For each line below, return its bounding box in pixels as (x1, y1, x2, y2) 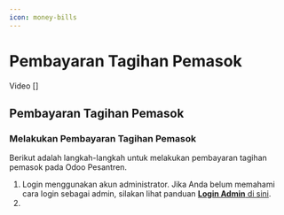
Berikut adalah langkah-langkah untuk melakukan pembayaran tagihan (9, 152, 268, 164)
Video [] (9, 81, 39, 91)
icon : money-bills (9, 12, 77, 22)
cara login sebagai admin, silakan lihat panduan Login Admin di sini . (21, 188, 272, 199)
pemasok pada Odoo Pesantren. (9, 162, 127, 173)
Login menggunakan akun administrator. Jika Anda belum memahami (21, 179, 275, 190)
